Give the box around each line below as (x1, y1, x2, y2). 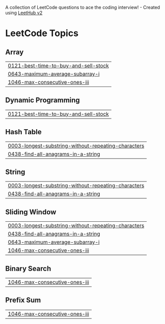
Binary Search (5, 264, 51, 273)
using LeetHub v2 (5, 10, 43, 16)
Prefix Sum (5, 296, 41, 305)
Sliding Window (5, 208, 57, 216)
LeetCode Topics (5, 27, 79, 39)
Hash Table (5, 128, 42, 136)
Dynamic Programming (5, 96, 80, 105)
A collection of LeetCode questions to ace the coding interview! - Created (5, 5, 160, 10)
